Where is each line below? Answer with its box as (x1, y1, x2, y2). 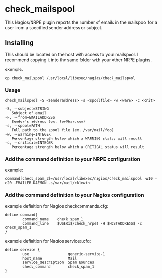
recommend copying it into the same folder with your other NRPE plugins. (5, 57, 152, 63)
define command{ (5, 212, 38, 217)
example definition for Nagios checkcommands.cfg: (5, 203, 108, 208)
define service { (5, 247, 40, 252)
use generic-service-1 (22, 251, 105, 256)
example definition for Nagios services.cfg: (5, 238, 91, 243)
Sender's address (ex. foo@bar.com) (11, 119, 86, 124)
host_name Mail (22, 256, 77, 261)
